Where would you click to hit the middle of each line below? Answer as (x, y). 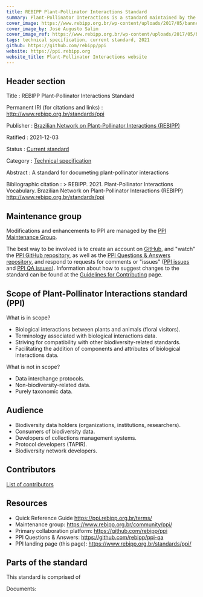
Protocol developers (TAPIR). (51, 444)
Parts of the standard (47, 562)
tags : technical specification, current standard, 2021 (78, 40)
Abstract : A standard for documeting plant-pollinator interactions (88, 172)
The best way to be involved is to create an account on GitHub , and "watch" (101, 249)
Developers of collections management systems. (76, 438)
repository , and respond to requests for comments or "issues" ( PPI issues (98, 262)
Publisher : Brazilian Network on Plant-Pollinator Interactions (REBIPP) (93, 126)
